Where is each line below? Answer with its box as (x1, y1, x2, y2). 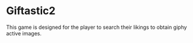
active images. (6, 29, 42, 37)
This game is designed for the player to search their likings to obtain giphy (6, 24, 188, 31)
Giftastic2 (6, 4, 56, 18)
